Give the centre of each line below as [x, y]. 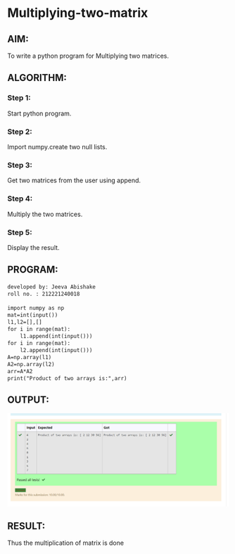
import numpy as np [36, 308]
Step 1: [19, 98]
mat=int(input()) [33, 315]
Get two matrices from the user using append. [74, 180]
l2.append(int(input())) [56, 350]
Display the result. [33, 247]
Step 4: [20, 199]
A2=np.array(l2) [31, 364]
